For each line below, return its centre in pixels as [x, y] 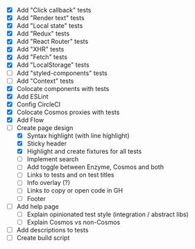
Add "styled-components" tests [62, 73]
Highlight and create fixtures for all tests [84, 152]
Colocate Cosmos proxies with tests [68, 112]
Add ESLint [33, 96]
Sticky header [47, 144]
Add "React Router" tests [52, 42]
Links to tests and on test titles [70, 175]
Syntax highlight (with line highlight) [78, 136]
